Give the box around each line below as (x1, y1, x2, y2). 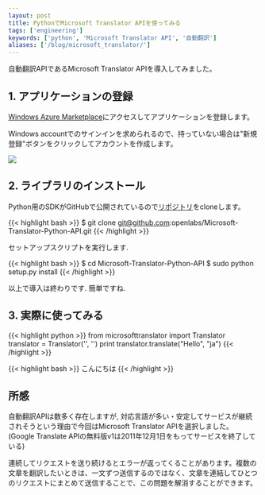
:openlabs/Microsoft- (169, 218, 239, 227)
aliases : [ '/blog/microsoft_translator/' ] (8, 41, 151, 49)
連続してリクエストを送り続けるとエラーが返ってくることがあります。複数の (8, 458, 257, 468)
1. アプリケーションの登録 (8, 89, 133, 103)
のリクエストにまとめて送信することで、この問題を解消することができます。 (8, 478, 258, 488)
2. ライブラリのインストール (8, 180, 146, 193)
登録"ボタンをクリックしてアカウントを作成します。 (8, 138, 178, 148)
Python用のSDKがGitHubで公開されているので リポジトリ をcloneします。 (8, 202, 246, 211)
